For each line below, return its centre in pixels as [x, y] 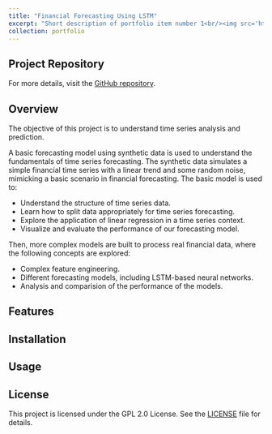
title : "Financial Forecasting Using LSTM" [83, 16]
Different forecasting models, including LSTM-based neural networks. [136, 277]
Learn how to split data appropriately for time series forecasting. [127, 211]
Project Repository [57, 64]
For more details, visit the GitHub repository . [82, 84]
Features [31, 312]
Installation [37, 339]
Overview [34, 109]
